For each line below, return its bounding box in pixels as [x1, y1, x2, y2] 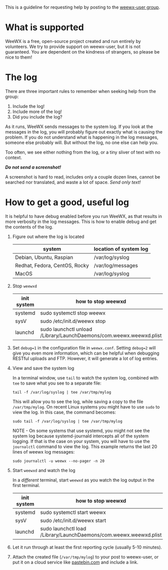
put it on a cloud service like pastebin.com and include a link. [12, 559, 138, 565]
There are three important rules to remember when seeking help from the [5, 88, 156, 94]
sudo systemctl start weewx [39, 508, 106, 515]
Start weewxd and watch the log [12, 467, 76, 473]
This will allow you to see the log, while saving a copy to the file [12, 398, 143, 404]
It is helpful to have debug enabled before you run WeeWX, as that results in [5, 213, 162, 219]
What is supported [5, 22, 84, 33]
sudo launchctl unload [39, 325, 92, 332]
